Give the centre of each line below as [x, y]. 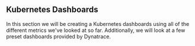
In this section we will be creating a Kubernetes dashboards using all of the [98, 24]
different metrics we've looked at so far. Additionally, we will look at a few [96, 30]
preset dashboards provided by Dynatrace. [59, 36]
